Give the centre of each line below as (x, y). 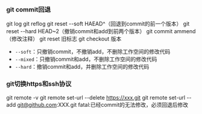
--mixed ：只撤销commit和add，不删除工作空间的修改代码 (86, 59)
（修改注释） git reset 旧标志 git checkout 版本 (64, 39)
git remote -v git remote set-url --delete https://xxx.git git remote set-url (96, 97)
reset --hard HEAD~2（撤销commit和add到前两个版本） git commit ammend (101, 31)
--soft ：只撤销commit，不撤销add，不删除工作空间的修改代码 (93, 52)
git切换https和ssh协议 (39, 84)
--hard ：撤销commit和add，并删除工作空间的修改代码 (82, 67)
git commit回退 (29, 9)
